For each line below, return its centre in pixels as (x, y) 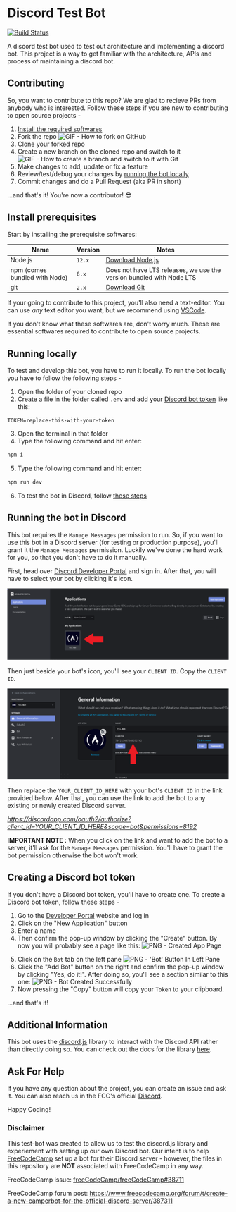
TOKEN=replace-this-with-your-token (61, 421)
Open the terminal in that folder (63, 434)
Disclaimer (26, 1128)
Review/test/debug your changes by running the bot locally (103, 173)
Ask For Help (36, 1071)
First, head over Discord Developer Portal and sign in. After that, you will (112, 571)
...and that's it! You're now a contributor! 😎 (70, 195)
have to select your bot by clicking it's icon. (70, 578)
